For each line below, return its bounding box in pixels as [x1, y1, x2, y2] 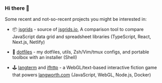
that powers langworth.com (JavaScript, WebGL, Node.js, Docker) [12, 72, 151, 78]
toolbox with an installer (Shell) [12, 54, 77, 61]
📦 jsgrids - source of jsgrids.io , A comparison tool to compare [12, 26, 144, 33]
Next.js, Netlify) [12, 39, 45, 45]
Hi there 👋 [5, 5, 30, 12]
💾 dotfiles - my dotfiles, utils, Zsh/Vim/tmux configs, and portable [12, 49, 150, 55]
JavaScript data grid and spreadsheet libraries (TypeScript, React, [12, 34, 151, 40]
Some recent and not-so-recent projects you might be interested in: [5, 16, 147, 22]
